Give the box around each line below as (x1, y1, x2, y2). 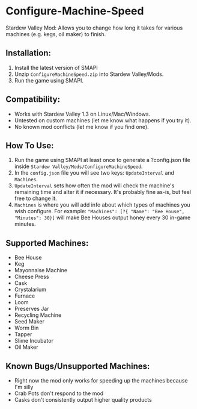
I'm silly (14, 384, 34, 390)
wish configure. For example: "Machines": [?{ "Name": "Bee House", (14, 208, 185, 215)
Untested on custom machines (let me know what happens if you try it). (14, 116, 192, 124)
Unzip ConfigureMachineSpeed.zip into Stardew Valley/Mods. (14, 70, 164, 78)
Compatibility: (5, 95, 61, 105)
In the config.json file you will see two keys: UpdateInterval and (14, 169, 175, 176)
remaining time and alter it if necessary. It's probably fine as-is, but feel (14, 189, 192, 196)
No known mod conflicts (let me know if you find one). (14, 123, 149, 130)
